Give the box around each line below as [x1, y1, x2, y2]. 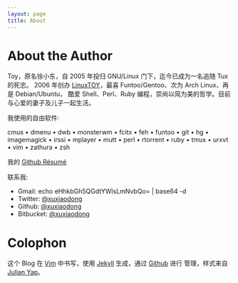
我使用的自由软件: [7, 114, 60, 122]
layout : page [7, 10, 46, 18]
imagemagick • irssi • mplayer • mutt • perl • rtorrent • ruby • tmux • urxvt [7, 136, 229, 144]
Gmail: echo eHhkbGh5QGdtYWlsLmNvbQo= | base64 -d [17, 187, 187, 196]
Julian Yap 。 [7, 268, 45, 277]
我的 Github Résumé [7, 158, 67, 166]
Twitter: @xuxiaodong [17, 195, 83, 203]
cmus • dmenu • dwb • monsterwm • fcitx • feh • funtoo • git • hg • [7, 128, 209, 137]
